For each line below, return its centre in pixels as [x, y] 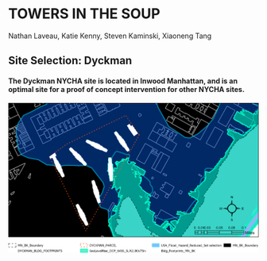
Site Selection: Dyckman [70, 61]
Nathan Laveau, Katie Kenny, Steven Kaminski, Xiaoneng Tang [110, 36]
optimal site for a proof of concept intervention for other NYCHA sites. [126, 89]
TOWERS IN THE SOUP [84, 14]
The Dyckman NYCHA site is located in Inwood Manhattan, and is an [123, 81]
